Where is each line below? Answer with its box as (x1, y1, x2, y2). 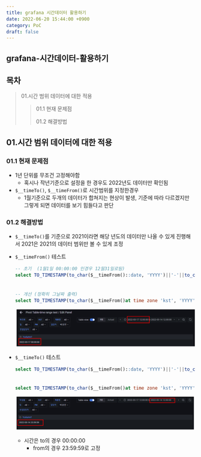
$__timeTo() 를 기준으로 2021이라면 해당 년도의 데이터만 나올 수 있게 (14, 233, 175, 240)
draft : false (6, 29, 39, 35)
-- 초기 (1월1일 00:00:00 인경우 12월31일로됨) (14, 266, 125, 272)
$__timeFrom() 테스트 (14, 253, 67, 261)
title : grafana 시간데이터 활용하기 (6, 10, 87, 16)
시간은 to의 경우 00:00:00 (23, 437, 86, 444)
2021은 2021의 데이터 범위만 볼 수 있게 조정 (21, 240, 124, 247)
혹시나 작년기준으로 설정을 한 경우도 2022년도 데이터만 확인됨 (23, 179, 169, 186)
